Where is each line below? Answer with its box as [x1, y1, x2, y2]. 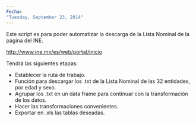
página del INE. [6, 37, 43, 44]
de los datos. [14, 96, 47, 104]
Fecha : [6, 8, 23, 15]
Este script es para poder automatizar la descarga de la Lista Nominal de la [6, 30, 190, 37]
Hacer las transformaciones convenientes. [14, 102, 119, 110]
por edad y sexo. [14, 84, 56, 91]
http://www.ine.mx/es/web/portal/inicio [6, 48, 103, 55]
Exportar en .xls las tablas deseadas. [14, 109, 105, 116]
